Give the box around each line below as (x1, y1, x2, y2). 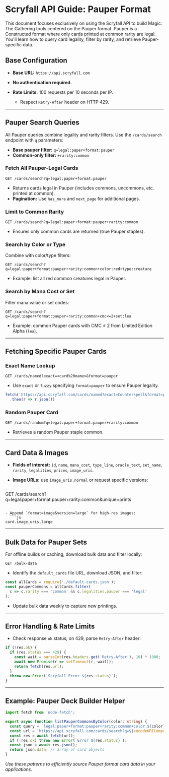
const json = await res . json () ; (10, 742, 78, 748)
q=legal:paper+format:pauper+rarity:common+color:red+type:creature (5, 267, 152, 272)
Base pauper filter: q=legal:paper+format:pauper (12, 147, 115, 153)
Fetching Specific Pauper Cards (5, 347, 107, 356)
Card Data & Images (5, 448, 69, 457)
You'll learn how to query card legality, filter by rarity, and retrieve (5, 36, 141, 42)
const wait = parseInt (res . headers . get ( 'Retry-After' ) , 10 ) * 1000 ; (14, 655, 161, 660)
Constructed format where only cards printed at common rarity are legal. (5, 31, 156, 37)
